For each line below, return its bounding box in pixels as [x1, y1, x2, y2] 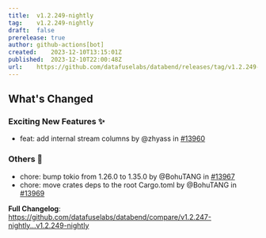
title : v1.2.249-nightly [8, 11, 93, 20]
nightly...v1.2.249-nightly [8, 221, 89, 230]
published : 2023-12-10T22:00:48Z [8, 56, 123, 64]
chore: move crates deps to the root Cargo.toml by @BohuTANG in [19, 179, 237, 190]
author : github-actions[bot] [8, 41, 104, 49]
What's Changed [8, 93, 93, 106]
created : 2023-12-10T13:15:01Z [8, 48, 123, 56]
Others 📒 [8, 153, 44, 164]
